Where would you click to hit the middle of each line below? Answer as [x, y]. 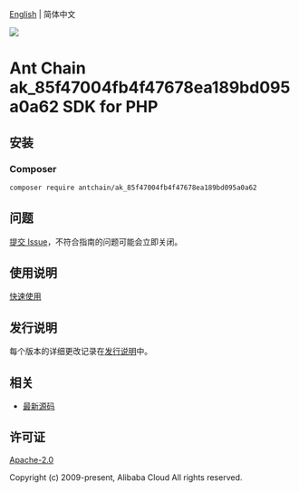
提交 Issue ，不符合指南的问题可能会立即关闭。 [96, 241]
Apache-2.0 [32, 459]
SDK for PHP [110, 107]
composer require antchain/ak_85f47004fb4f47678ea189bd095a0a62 [133, 188]
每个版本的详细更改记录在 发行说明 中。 [81, 352]
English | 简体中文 [43, 14]
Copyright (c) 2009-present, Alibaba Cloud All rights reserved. [126, 477]
